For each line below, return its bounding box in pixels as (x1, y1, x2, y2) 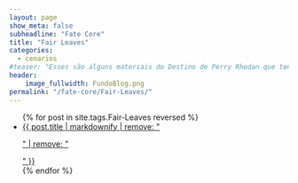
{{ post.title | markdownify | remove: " (21, 121, 161, 131)
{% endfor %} (21, 165, 74, 176)
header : (9, 71, 38, 80)
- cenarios (17, 54, 58, 63)
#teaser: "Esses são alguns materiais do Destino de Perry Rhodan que (9, 63, 276, 72)
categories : (9, 46, 53, 55)
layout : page (9, 12, 58, 22)
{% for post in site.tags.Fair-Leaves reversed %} (21, 112, 200, 123)
